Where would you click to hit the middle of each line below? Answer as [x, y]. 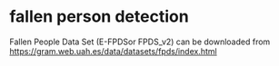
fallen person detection [99, 17]
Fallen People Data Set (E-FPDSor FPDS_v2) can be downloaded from [140, 42]
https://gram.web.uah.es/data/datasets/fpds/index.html [113, 51]
